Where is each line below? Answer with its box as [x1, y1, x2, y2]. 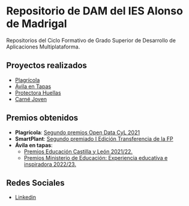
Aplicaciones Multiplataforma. [6, 43, 80, 50]
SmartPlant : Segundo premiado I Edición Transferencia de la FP [14, 135, 173, 142]
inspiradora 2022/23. [23, 160, 77, 168]
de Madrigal [6, 17, 67, 31]
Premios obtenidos [6, 113, 79, 123]
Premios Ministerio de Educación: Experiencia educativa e [23, 154, 168, 161]
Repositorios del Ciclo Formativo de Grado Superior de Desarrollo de [6, 37, 176, 44]
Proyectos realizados [6, 60, 87, 71]
